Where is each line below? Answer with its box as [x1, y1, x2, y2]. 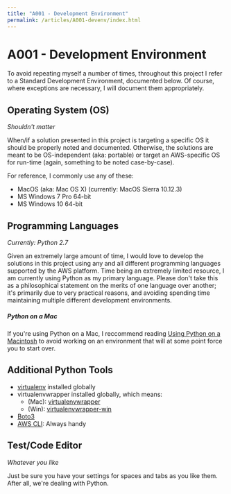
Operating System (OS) [7, 104, 110, 116]
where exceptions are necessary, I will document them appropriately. [7, 84, 205, 92]
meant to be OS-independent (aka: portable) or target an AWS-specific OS [7, 151, 221, 160]
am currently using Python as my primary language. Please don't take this [7, 274, 219, 282]
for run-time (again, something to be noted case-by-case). [7, 158, 175, 167]
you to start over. [7, 344, 56, 352]
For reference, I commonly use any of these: [7, 171, 134, 180]
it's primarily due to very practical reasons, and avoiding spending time [7, 289, 210, 297]
